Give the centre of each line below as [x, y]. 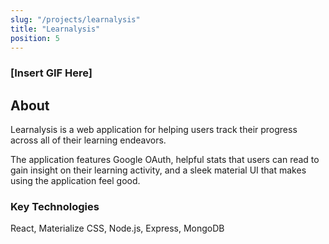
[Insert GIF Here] [51, 73]
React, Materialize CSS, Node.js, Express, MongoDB [117, 228]
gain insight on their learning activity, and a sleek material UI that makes [158, 170]
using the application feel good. [75, 181]
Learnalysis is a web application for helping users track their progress [154, 130]
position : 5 [35, 38]
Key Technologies [55, 207]
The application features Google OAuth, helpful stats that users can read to [165, 160]
